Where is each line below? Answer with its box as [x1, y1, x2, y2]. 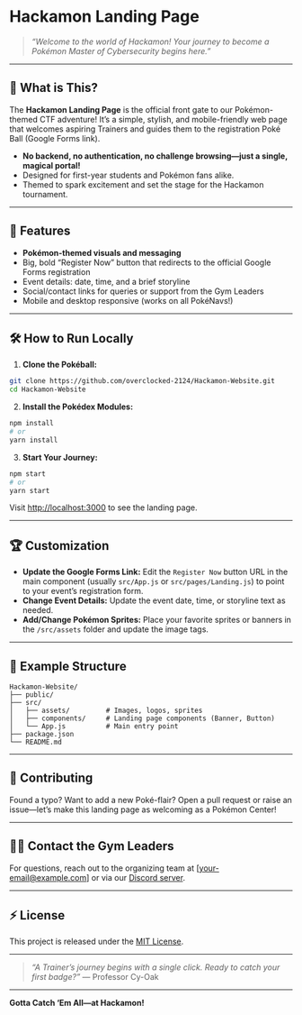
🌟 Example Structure [9, 658, 128, 673]
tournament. [22, 188, 68, 199]
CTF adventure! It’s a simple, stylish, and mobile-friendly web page [39, 114, 288, 124]
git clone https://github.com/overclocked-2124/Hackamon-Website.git [9, 377, 276, 386]
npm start [9, 469, 47, 479]
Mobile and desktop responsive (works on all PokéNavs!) [22, 295, 234, 306]
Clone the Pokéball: [22, 359, 97, 370]
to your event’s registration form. [22, 586, 144, 597]
